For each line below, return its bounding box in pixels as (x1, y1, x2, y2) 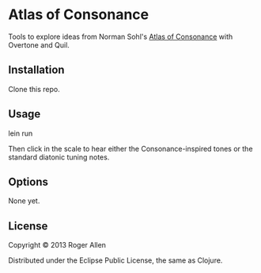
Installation (8, 63, 65, 77)
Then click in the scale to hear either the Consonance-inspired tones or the (8, 144, 253, 153)
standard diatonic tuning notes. (8, 152, 110, 162)
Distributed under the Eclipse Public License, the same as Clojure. (8, 256, 223, 265)
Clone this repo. (8, 84, 61, 94)
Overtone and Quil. (8, 40, 70, 49)
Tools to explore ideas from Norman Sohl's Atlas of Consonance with (8, 32, 233, 41)
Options (8, 175, 49, 188)
